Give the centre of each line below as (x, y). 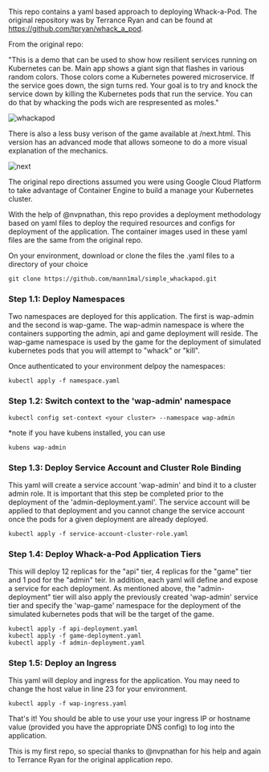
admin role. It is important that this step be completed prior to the (116, 493)
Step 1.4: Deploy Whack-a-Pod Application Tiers (105, 553)
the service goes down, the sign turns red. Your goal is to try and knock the (133, 85)
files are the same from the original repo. (75, 240)
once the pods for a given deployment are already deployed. (108, 519)
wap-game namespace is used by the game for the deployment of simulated (135, 342)
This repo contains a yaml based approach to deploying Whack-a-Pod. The (133, 12)
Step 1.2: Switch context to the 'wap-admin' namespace (120, 401)
